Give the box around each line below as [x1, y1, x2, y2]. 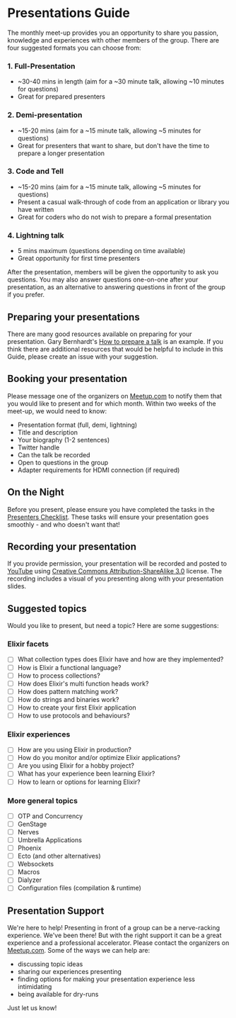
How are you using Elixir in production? [17, 746, 132, 754]
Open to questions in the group [17, 458, 109, 466]
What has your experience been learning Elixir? [17, 769, 155, 778]
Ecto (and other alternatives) [17, 852, 101, 861]
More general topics [7, 795, 78, 805]
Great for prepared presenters [17, 92, 106, 101]
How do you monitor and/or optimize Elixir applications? [17, 754, 181, 762]
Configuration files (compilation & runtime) [17, 884, 141, 893]
